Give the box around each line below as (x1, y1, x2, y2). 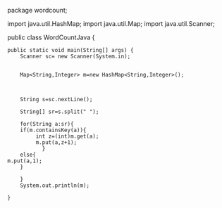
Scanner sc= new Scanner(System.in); (20, 53, 131, 60)
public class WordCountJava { (7, 33, 95, 41)
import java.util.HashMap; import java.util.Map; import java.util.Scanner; (7, 20, 215, 27)
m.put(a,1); (7, 157, 42, 164)
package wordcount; (7, 6, 68, 14)
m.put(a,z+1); (35, 139, 78, 146)
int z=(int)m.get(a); (35, 133, 99, 140)
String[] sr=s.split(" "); (20, 108, 99, 115)
